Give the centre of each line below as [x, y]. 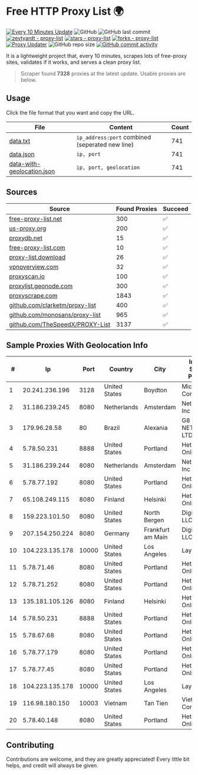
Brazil [112, 428]
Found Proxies [136, 209]
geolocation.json [32, 171]
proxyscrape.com [33, 295]
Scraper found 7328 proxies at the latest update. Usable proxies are [103, 73]
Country [121, 369]
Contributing [30, 745]
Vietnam [115, 704]
